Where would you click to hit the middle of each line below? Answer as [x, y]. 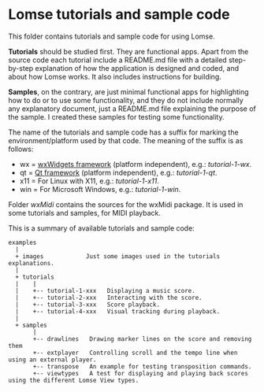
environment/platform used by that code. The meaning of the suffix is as [126, 140]
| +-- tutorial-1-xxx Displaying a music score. [105, 290]
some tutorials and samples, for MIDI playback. [85, 213]
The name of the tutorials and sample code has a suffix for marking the [123, 132]
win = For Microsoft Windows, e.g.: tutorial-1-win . [100, 189]
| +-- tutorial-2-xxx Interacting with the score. [109, 298]
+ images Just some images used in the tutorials [118, 256]
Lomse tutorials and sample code [119, 15]
